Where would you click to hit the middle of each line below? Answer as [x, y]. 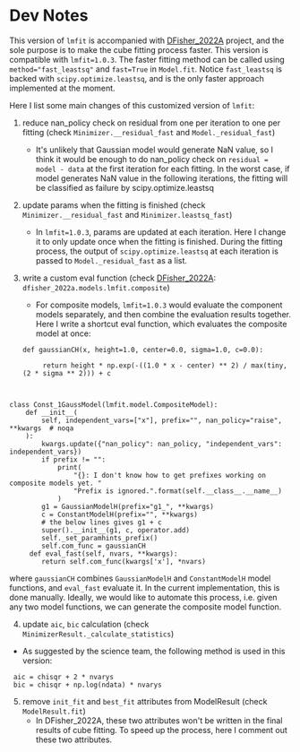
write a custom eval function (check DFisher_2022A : [119, 278]
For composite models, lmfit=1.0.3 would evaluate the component [159, 305]
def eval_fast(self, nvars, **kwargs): [103, 553]
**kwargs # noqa [42, 428]
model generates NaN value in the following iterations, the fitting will [162, 178]
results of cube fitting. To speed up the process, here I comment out [162, 730]
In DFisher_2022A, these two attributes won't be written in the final [159, 720]
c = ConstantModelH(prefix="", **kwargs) [120, 514]
